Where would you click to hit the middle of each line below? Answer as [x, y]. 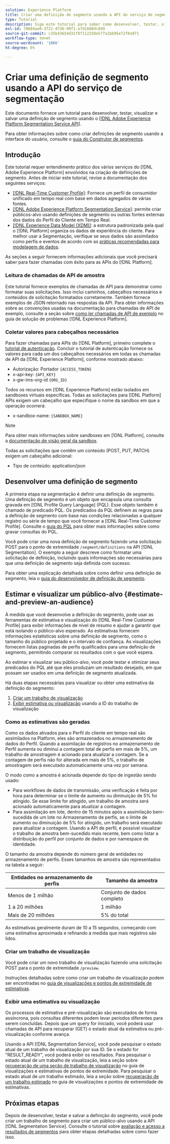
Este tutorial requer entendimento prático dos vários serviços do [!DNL [79, 167]
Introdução [23, 155]
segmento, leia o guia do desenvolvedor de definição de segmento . [75, 578]
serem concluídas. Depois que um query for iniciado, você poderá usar [79, 1024]
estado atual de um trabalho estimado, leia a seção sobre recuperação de [82, 1076]
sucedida [22, 817]
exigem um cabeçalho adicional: [39, 456]
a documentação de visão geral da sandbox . [52, 441]
